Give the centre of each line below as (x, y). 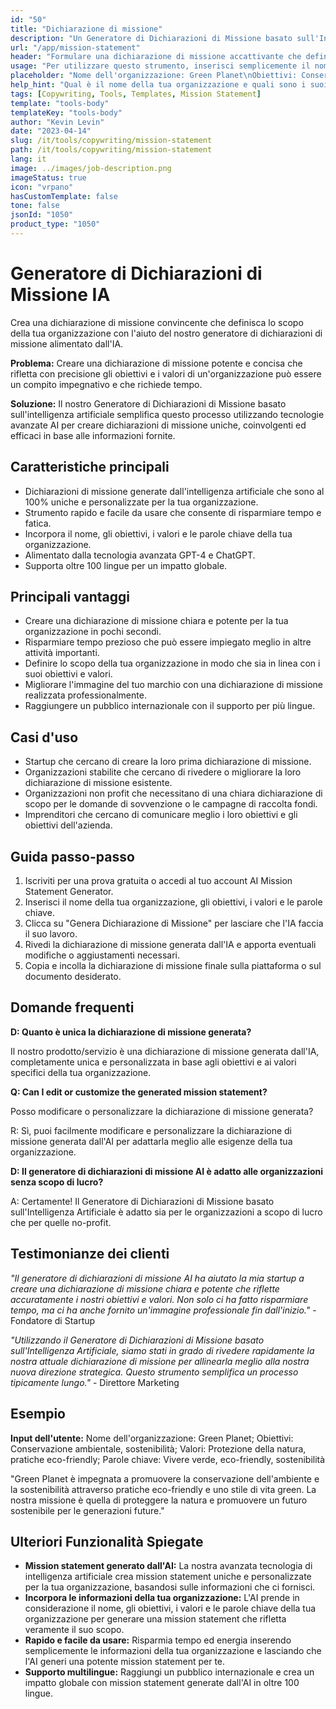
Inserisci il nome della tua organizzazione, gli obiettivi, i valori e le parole (173, 902)
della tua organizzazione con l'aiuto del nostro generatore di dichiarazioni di (166, 333)
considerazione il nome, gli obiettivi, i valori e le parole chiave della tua (170, 1608)
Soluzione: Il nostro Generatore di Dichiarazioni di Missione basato (148, 403)
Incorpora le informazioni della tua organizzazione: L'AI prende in (162, 1598)
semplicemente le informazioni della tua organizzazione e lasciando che (173, 1651)
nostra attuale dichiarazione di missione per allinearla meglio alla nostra (160, 1361)
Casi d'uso (44, 737)
